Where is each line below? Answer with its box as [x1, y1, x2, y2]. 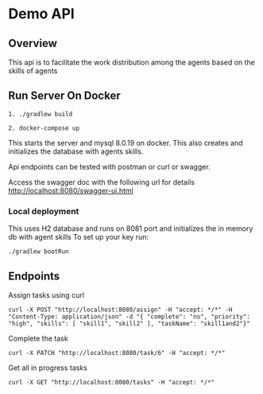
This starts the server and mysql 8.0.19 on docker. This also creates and [8, 138, 243, 147]
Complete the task [8, 334, 69, 343]
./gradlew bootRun [8, 248, 69, 256]
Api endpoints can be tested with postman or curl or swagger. [8, 162, 211, 171]
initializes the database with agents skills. [8, 146, 144, 156]
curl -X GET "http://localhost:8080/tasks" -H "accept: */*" [8, 378, 215, 386]
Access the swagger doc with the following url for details [8, 177, 195, 187]
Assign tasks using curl [8, 290, 85, 299]
